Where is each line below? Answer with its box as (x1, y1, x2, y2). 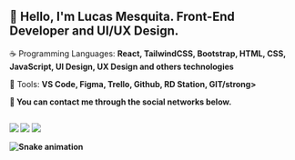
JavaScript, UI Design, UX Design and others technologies (9, 61, 234, 72)
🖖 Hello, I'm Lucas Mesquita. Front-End (9, 9, 235, 25)
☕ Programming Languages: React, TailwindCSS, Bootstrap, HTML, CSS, (9, 47, 287, 59)
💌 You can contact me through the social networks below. (9, 96, 232, 107)
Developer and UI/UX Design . (9, 24, 179, 39)
